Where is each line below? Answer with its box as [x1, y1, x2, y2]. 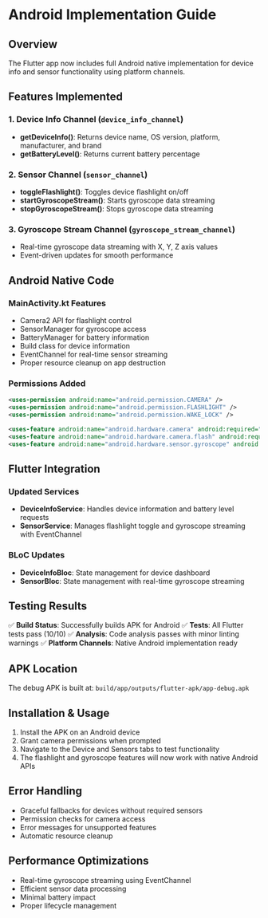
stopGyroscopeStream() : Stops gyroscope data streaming [19, 203, 214, 213]
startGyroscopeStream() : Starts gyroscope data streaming [19, 195, 215, 205]
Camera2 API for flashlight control [19, 315, 132, 325]
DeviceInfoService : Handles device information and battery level [19, 504, 235, 514]
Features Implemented [8, 90, 124, 104]
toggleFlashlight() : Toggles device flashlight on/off [19, 187, 189, 196]
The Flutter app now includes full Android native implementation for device [8, 58, 254, 68]
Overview [8, 37, 58, 51]
